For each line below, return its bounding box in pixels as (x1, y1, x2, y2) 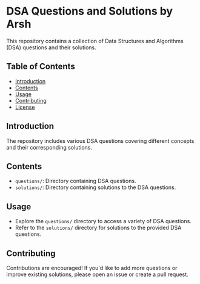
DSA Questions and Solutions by (6, 4, 173, 18)
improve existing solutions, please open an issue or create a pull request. (6, 271, 189, 278)
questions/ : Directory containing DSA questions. (15, 178, 136, 185)
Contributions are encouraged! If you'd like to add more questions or (6, 265, 178, 271)
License (15, 103, 35, 111)
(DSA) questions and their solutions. (6, 44, 97, 51)
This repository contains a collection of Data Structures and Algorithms (6, 37, 184, 44)
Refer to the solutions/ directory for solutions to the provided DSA (15, 224, 182, 232)
